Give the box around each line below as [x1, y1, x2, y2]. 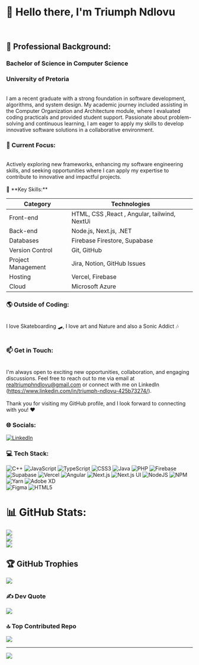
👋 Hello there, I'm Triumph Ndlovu [6, 5, 176, 19]
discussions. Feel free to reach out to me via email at [6, 375, 135, 382]
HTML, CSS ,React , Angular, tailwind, [71, 210, 176, 218]
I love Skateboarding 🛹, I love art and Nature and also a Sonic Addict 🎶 [6, 322, 179, 330]
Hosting [9, 273, 31, 281]
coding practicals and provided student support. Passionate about [6, 114, 168, 121]
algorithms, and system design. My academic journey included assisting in [6, 101, 188, 108]
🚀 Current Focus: [6, 141, 56, 149]
